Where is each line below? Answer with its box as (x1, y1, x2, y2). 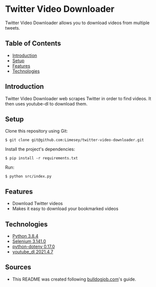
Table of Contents (5, 39, 62, 48)
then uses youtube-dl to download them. (5, 101, 88, 107)
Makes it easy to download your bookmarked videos (12, 206, 119, 212)
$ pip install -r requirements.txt (5, 156, 78, 161)
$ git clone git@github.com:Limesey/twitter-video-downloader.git (5, 138, 144, 143)
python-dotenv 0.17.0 (12, 244, 55, 250)
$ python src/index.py (5, 174, 52, 179)
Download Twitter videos (12, 201, 63, 207)
